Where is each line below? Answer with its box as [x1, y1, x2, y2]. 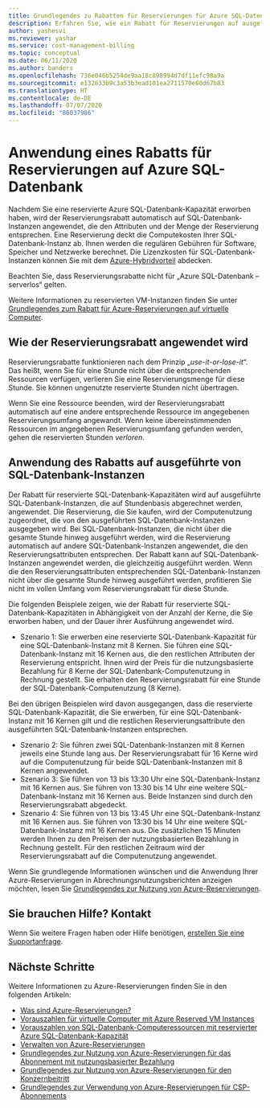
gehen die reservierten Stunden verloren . [8, 432, 145, 442]
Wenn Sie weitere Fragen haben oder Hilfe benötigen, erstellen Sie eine [8, 928, 245, 938]
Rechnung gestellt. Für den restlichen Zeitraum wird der [19, 842, 205, 852]
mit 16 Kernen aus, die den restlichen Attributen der [84, 649, 256, 659]
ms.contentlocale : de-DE [8, 94, 92, 102]
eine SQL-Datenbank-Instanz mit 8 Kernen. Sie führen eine [19, 640, 215, 650]
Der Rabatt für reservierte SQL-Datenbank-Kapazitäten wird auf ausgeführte [8, 490, 261, 499]
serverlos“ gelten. [8, 279, 67, 289]
